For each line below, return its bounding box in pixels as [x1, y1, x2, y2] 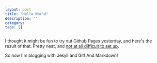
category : [5, 20, 25, 25]
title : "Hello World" [5, 12, 49, 16]
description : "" [5, 16, 38, 21]
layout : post [5, 7, 31, 12]
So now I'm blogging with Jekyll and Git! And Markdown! [5, 52, 118, 58]
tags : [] [5, 25, 23, 30]
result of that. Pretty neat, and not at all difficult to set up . [5, 43, 120, 49]
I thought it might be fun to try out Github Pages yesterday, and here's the [5, 38, 152, 44]
